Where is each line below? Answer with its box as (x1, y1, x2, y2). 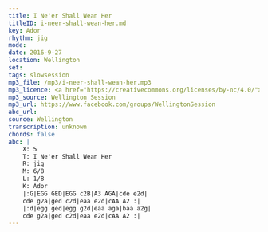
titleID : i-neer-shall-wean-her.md (8, 19, 127, 27)
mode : (8, 41, 26, 49)
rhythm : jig (8, 33, 48, 42)
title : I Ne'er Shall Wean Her (8, 11, 112, 20)
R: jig (22, 160, 45, 168)
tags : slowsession (8, 71, 69, 79)
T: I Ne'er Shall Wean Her (22, 152, 112, 160)
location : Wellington (8, 57, 81, 65)
